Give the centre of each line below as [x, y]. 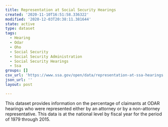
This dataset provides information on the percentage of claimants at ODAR [82, 103]
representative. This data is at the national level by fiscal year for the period [84, 114]
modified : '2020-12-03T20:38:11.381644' [48, 19]
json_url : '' [19, 80]
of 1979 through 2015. [28, 119]
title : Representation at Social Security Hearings [61, 10]
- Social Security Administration [46, 56]
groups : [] [17, 71]
